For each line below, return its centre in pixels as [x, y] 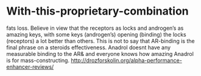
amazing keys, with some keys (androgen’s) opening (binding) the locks [97, 34]
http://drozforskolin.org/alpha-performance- [127, 60]
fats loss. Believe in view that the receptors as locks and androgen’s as [95, 28]
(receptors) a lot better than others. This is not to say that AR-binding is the [100, 41]
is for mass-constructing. [38, 60]
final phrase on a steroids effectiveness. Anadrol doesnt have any [89, 47]
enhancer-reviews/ [30, 67]
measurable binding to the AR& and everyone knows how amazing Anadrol [100, 54]
